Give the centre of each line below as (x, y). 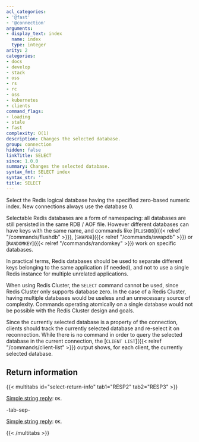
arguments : (20, 28)
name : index (26, 39)
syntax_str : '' (25, 178)
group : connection (29, 144)
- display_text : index (34, 34)
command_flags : (25, 111)
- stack (16, 73)
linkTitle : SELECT (29, 155)
